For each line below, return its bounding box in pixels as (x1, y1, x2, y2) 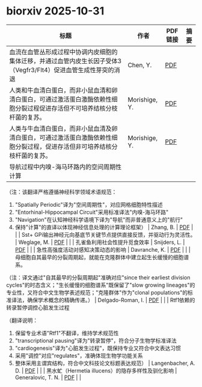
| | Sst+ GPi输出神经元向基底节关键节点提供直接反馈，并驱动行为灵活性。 (14, 231, 196, 238)
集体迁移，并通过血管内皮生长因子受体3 (9, 56, 122, 65)
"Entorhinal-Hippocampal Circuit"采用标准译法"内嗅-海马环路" (14, 209, 169, 216)
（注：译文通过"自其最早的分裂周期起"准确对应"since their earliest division (6, 273, 191, 281)
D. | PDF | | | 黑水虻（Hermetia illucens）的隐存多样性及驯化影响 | (14, 367, 177, 374)
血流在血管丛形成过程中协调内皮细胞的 (9, 47, 118, 56)
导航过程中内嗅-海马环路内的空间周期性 (9, 162, 122, 171)
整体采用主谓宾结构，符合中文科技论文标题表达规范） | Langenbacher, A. (14, 359, 195, 367)
